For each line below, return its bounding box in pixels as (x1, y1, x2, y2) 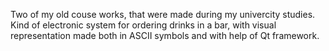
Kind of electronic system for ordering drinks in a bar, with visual (10, 19, 277, 31)
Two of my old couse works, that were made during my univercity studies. (10, 9, 316, 20)
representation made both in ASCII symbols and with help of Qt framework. (10, 30, 320, 41)
